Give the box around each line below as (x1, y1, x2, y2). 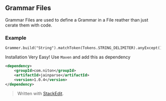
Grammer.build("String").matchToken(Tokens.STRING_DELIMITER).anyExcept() (5, 46, 163, 50)
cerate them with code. (5, 22, 52, 28)
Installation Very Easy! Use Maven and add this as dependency (5, 54, 131, 60)
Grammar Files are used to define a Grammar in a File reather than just (5, 17, 149, 23)
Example (5, 34, 27, 41)
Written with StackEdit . (17, 91, 64, 97)
